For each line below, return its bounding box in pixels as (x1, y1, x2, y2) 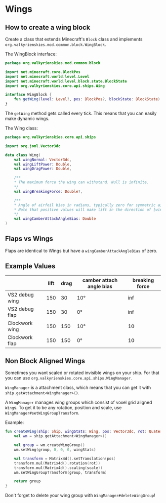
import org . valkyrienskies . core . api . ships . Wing (5, 83, 105, 88)
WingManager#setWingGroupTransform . (5, 410, 80, 416)
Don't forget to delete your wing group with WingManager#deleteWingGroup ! (5, 493, 156, 499)
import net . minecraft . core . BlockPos (5, 69, 81, 75)
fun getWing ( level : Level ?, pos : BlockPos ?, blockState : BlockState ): (14, 97, 163, 102)
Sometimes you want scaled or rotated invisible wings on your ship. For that (5, 370, 160, 376)
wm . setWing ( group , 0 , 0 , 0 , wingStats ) (14, 447, 96, 453)
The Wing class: (5, 125, 38, 131)
